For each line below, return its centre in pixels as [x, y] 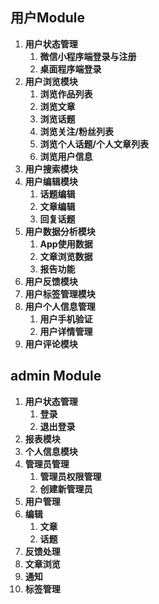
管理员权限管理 [70, 476]
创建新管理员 [66, 489]
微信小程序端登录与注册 [88, 56]
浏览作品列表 [66, 94]
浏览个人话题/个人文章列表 [94, 144]
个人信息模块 [51, 451]
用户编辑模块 [51, 181]
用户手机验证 [66, 319]
